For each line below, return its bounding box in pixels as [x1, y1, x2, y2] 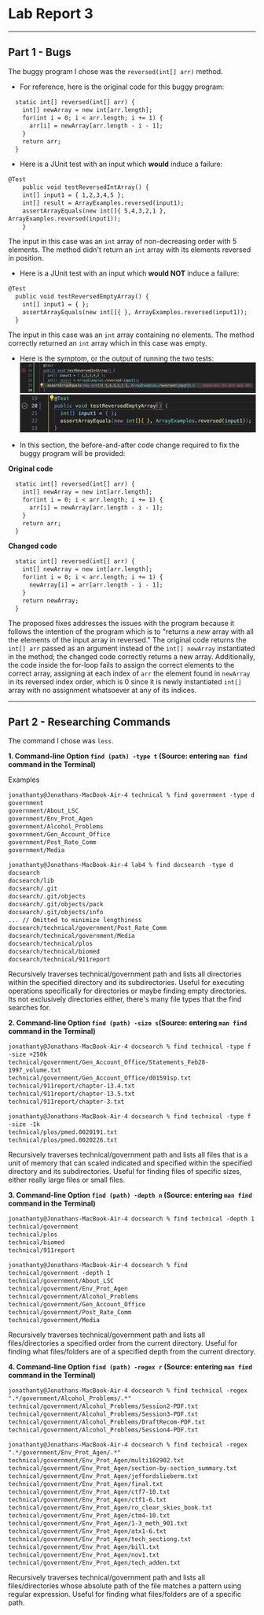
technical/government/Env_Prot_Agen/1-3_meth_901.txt [8, 1520, 189, 1528]
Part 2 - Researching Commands [8, 715, 171, 728]
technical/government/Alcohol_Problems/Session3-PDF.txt [8, 1410, 199, 1418]
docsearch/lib [8, 877, 55, 885]
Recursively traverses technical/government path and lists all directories [8, 969, 242, 979]
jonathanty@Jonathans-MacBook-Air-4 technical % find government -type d [8, 791, 255, 799]
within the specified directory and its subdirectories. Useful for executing [8, 978, 245, 987]
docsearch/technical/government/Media [8, 932, 135, 940]
